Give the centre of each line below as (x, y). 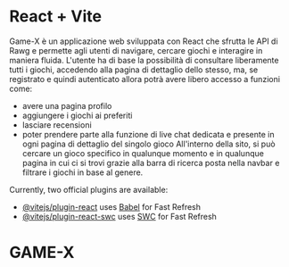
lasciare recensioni (57, 125)
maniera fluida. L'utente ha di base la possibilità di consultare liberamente (144, 60)
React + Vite (56, 17)
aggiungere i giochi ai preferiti (77, 115)
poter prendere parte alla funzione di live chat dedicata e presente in (148, 134)
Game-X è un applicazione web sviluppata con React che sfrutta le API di (144, 41)
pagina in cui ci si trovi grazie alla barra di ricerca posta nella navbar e (151, 163)
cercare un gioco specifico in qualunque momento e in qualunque (143, 153)
